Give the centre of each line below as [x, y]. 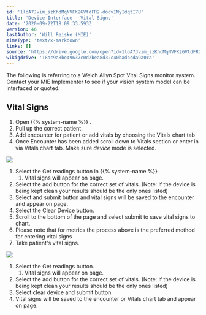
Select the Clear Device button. [55, 211]
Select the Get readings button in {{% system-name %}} [86, 172]
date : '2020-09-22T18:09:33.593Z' [51, 23]
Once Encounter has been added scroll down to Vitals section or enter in [107, 142]
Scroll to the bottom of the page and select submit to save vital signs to [105, 217]
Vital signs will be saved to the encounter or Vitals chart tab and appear [105, 299]
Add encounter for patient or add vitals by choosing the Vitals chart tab [105, 135]
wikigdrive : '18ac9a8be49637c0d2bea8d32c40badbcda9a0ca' [81, 58]
